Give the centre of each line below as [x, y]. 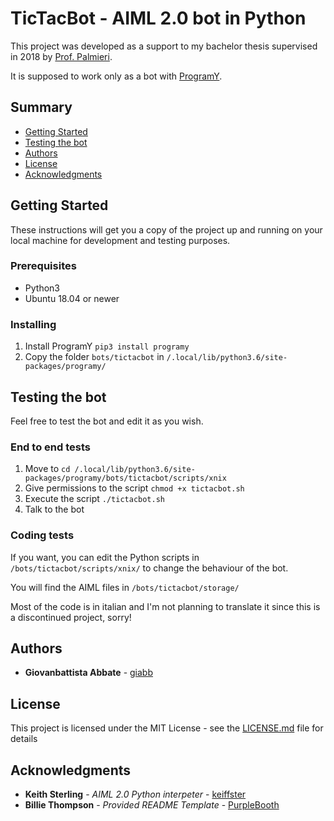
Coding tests [42, 535]
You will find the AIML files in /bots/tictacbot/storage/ [125, 587]
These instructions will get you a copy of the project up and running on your [166, 229]
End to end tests [50, 447]
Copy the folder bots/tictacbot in [94, 357]
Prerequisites [43, 266]
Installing [33, 324]
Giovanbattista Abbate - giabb [89, 673]
